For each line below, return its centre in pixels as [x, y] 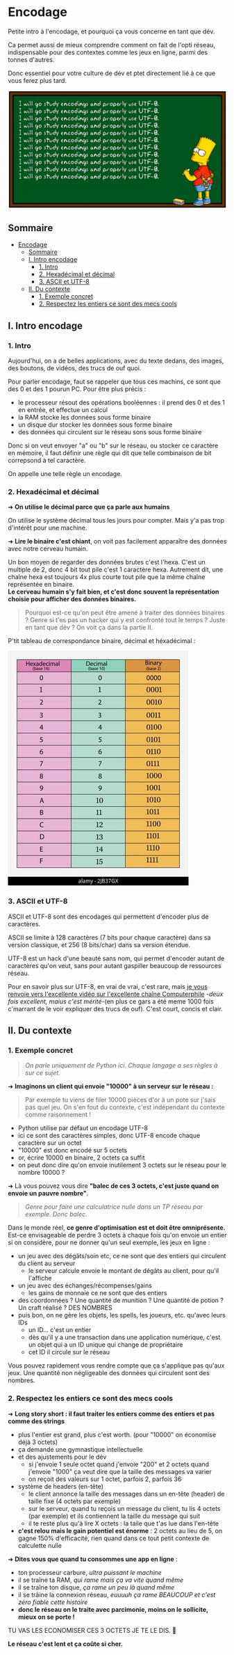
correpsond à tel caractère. [47, 461]
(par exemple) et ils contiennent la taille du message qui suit [114, 1516]
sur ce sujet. [43, 1073]
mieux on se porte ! [46, 1617]
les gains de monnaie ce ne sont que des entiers [98, 1293]
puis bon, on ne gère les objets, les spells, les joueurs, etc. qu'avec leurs [122, 1315]
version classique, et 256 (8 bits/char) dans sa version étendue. [99, 944]
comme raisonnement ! [58, 1115]
